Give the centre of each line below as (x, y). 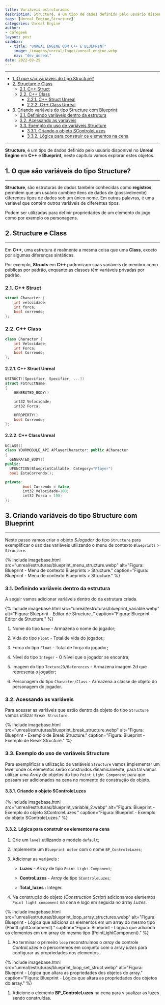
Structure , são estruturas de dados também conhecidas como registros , (79, 188)
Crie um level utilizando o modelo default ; (56, 840)
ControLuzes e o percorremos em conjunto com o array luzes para (80, 947)
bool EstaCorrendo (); (32, 473)
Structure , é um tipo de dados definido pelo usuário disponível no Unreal (79, 150)
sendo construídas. (32, 998)
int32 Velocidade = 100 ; (46, 491)
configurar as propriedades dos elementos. (56, 953)
